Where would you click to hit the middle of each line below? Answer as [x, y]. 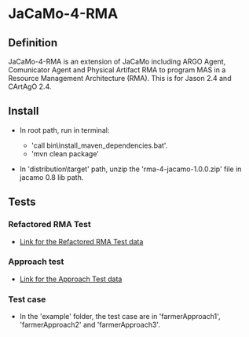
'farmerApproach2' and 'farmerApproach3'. [90, 325]
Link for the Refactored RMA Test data [81, 241]
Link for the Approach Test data [71, 279]
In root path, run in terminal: [64, 130]
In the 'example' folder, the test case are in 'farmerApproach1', [120, 317]
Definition [33, 43]
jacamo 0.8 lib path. [51, 177]
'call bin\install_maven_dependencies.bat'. [99, 145]
